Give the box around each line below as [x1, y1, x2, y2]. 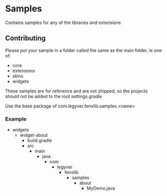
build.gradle [27, 137, 52, 143]
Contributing [5, 34, 46, 42]
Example [5, 115, 27, 122]
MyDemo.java [86, 185, 116, 191]
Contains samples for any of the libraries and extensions [5, 19, 121, 25]
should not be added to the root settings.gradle [5, 93, 102, 99]
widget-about [19, 132, 48, 138]
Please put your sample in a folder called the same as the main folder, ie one [5, 47, 162, 53]
